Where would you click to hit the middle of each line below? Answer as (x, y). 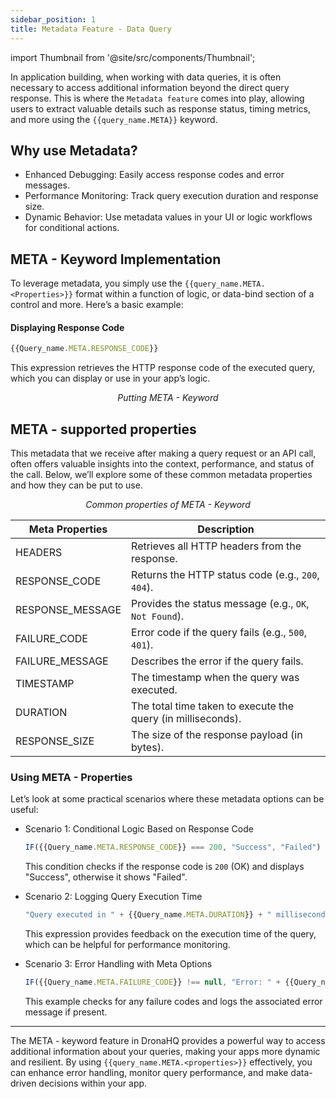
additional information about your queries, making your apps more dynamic (165, 1051)
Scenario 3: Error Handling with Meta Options (118, 964)
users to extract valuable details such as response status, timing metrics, (160, 108)
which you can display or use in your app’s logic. (110, 378)
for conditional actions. (72, 228)
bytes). (148, 748)
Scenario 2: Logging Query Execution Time (113, 897)
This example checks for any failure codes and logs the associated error (173, 1001)
